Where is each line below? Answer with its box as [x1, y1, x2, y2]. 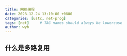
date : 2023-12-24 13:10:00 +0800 [5, 11, 73, 16]
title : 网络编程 [5, 7, 35, 12]
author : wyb [5, 25, 29, 30]
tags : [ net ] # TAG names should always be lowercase [5, 20, 123, 25]
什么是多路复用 [5, 44, 50, 52]
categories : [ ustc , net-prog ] [5, 16, 66, 21]
